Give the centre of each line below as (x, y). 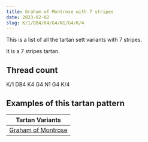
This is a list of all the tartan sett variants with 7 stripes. (74, 40)
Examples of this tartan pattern (65, 103)
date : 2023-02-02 (28, 17)
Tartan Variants (38, 120)
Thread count (32, 70)
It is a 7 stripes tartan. (33, 51)
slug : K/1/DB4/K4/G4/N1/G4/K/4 (45, 23)
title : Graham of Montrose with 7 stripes (60, 12)
